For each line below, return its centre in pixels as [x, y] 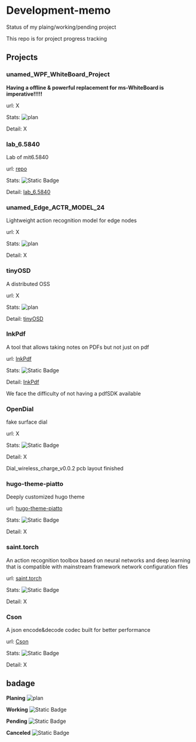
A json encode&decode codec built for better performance [78, 630]
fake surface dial [27, 422]
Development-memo [59, 10]
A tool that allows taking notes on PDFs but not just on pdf [78, 347]
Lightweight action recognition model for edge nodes [72, 221]
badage [21, 684]
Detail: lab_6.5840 [28, 191]
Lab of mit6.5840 [27, 157]
